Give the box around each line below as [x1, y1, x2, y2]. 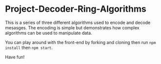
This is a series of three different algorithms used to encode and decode [5, 20, 151, 25]
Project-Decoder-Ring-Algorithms [5, 3, 146, 15]
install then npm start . [5, 44, 53, 50]
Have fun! [5, 54, 25, 60]
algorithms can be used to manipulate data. [5, 30, 92, 36]
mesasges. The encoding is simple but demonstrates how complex [5, 24, 140, 30]
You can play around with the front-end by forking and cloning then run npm [5, 39, 156, 45]
